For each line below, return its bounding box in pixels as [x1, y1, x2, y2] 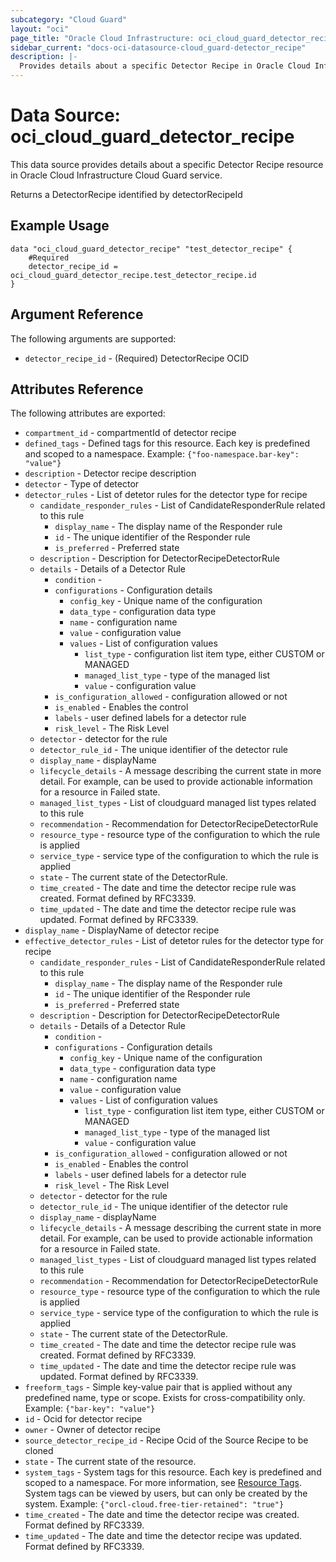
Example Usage [10, 217, 110, 235]
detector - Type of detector [24, 478, 140, 490]
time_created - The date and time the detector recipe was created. [24, 1509, 300, 1521]
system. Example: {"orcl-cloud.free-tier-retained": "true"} [24, 1498, 285, 1510]
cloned [24, 1445, 54, 1457]
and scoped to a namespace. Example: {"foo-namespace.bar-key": [24, 448, 300, 460]
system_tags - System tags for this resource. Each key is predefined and [24, 1466, 322, 1478]
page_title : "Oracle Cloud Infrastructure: [10, 33, 195, 43]
